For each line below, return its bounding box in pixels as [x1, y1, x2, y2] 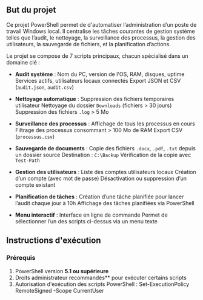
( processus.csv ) [15, 133, 55, 140]
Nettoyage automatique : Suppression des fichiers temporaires [15, 95, 175, 102]
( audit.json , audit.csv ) [15, 83, 75, 91]
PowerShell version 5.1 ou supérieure [15, 267, 109, 274]
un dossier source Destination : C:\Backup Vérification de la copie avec [15, 151, 191, 158]
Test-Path [15, 158, 41, 164]
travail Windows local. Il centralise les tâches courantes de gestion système [6, 27, 195, 35]
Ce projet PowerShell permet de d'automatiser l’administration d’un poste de [6, 21, 197, 28]
